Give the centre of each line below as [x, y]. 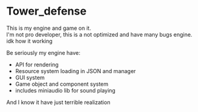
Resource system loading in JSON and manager [75, 71]
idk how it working [30, 41]
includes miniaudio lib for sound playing [65, 90]
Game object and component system [62, 84]
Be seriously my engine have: [43, 52]
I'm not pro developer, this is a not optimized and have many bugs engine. [99, 34]
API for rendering [37, 65]
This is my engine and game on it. [49, 28]
